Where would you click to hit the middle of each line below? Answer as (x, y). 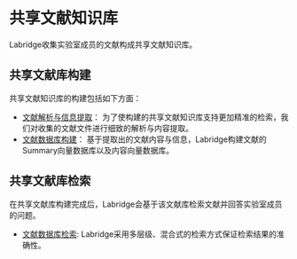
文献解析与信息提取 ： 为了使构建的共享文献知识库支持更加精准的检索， (151, 117)
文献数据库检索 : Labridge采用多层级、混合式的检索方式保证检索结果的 (149, 234)
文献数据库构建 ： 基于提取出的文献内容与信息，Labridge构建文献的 (145, 139)
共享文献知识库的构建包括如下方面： (75, 98)
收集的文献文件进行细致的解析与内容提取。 (115, 128)
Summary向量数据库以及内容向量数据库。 (98, 150)
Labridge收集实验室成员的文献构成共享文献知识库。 (103, 44)
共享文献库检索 (50, 181)
